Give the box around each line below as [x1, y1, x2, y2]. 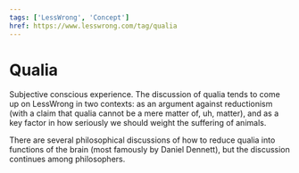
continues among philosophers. [9, 153, 126, 165]
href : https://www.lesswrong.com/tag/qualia [9, 21, 178, 30]
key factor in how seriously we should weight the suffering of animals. [9, 118, 267, 128]
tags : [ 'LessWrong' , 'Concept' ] [9, 12, 129, 22]
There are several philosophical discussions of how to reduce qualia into [9, 135, 276, 145]
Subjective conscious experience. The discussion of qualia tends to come [9, 89, 281, 100]
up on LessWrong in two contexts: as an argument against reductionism [9, 99, 273, 110]
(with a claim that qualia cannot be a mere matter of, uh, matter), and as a [9, 108, 279, 119]
